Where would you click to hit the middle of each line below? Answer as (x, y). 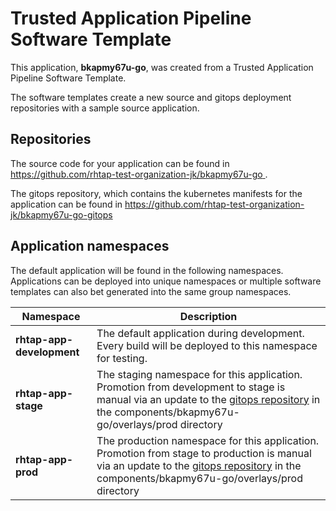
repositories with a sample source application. (105, 108)
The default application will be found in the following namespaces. (147, 270)
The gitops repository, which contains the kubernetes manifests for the (156, 193)
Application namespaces (90, 246)
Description (208, 316)
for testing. (122, 358)
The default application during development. (200, 333)
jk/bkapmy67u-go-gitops (61, 214)
